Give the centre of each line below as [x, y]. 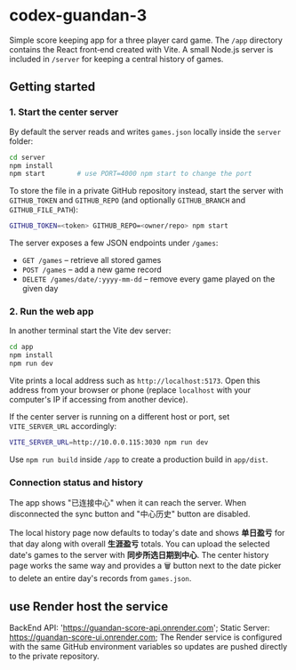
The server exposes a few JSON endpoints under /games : [114, 243]
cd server [28, 157]
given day [40, 289]
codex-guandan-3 [78, 16]
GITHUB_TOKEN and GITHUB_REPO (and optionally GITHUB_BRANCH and [128, 200]
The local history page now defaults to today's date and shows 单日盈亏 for [147, 533]
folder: [21, 141]
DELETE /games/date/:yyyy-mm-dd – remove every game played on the [148, 279]
